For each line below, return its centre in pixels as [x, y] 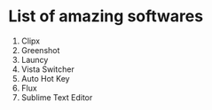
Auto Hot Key [45, 78]
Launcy [35, 59]
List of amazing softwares [106, 16]
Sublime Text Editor [57, 97]
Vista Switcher [47, 69]
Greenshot [40, 50]
